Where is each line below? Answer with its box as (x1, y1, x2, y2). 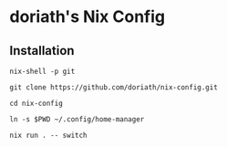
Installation (9, 43, 75, 58)
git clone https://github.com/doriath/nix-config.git (9, 83, 219, 92)
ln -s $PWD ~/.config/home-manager (9, 115, 145, 124)
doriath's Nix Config (9, 6, 166, 27)
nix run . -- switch (9, 131, 88, 140)
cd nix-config (9, 99, 64, 108)
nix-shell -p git (9, 67, 76, 76)
